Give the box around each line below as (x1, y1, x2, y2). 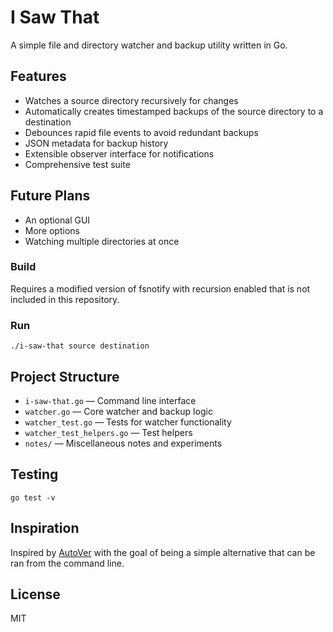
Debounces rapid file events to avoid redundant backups (24, 126, 259, 138)
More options (24, 224, 80, 236)
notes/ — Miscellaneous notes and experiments (24, 437, 223, 449)
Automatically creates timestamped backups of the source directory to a (24, 105, 324, 117)
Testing (10, 466, 59, 483)
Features (10, 68, 67, 85)
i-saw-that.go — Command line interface (24, 394, 197, 406)
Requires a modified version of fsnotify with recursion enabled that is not (10, 282, 311, 295)
